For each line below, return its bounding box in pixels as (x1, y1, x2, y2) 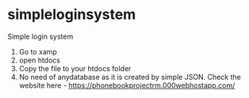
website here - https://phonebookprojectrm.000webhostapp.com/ (18, 81, 236, 90)
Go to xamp (18, 47, 57, 56)
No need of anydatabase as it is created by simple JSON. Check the (18, 72, 241, 81)
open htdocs (18, 55, 61, 65)
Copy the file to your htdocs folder (18, 63, 132, 73)
